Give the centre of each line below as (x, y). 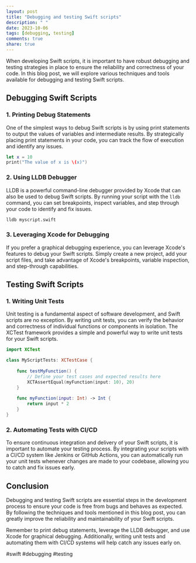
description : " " (27, 22)
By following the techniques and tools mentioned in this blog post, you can (96, 513)
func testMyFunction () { (47, 371)
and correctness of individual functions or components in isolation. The (92, 327)
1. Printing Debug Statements (48, 115)
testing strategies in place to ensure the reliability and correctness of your (95, 67)
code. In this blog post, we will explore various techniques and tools (88, 73)
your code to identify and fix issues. (49, 209)
